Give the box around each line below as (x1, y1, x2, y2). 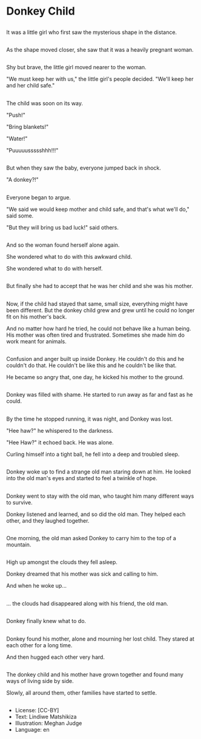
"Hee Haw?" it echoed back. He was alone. (6, 439, 114, 446)
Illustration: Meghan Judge (15, 720, 82, 727)
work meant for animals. (6, 337, 67, 345)
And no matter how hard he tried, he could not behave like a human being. (6, 325, 191, 332)
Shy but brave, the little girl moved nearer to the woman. (6, 64, 147, 71)
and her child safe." (6, 82, 55, 89)
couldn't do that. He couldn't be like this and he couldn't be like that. (6, 362, 177, 369)
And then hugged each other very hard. (6, 653, 105, 661)
